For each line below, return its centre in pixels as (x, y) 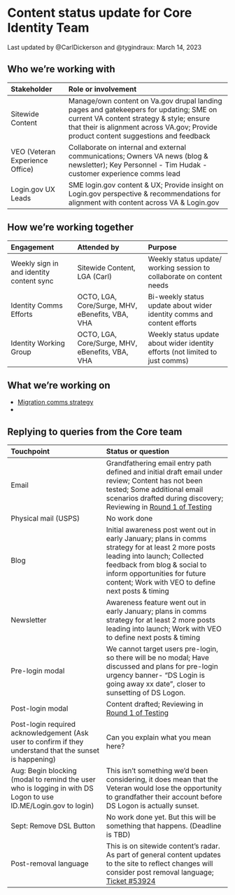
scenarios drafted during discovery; (165, 498)
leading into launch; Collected (155, 556)
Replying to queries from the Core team (95, 431)
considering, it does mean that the (162, 779)
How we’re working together (71, 227)
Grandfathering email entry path (159, 463)
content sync (32, 280)
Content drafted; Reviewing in (155, 704)
